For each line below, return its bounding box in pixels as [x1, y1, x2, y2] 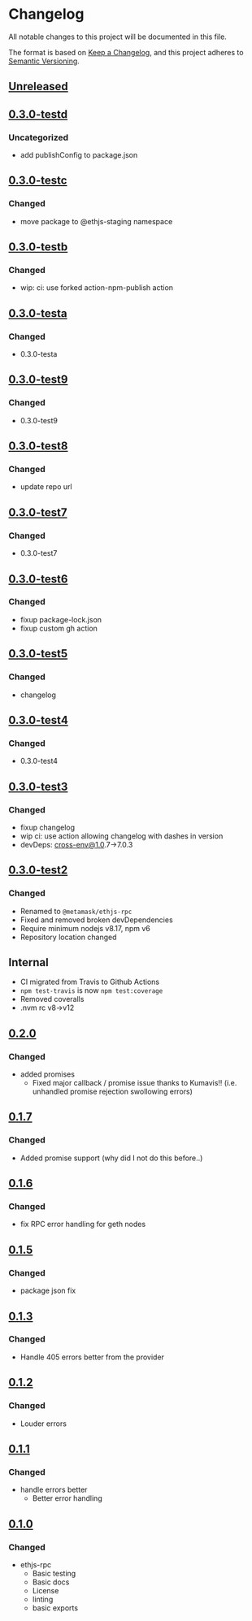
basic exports [32, 1602, 79, 1613]
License [32, 1585, 59, 1595]
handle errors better [20, 1484, 88, 1495]
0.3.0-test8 [8, 440, 68, 453]
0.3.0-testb [8, 241, 68, 254]
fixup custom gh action [20, 623, 98, 633]
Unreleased [8, 80, 69, 93]
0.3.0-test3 [8, 779, 68, 793]
